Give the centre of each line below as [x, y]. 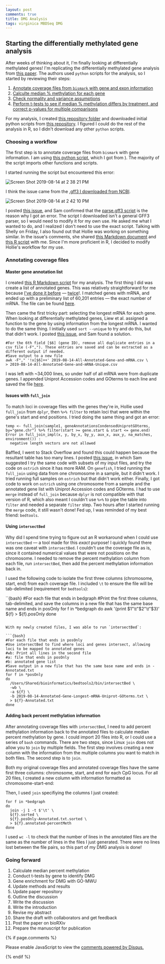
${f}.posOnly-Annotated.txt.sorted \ [48, 819]
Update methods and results [41, 886]
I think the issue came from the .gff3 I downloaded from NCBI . [68, 192]
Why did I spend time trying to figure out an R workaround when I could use [82, 537]
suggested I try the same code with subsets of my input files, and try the [79, 463]
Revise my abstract [32, 913]
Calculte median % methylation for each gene [59, 94]
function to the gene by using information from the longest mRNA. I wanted [81, 323]
